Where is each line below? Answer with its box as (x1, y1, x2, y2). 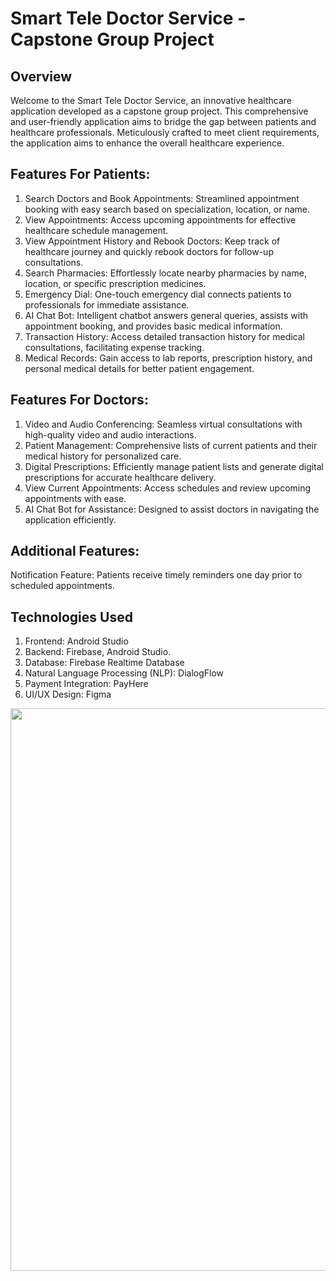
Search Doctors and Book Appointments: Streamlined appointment (24, 192, 300, 204)
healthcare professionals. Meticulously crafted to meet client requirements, (10, 127, 320, 138)
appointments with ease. (24, 492, 127, 504)
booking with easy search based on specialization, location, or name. (24, 203, 311, 215)
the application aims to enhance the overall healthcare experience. (10, 137, 285, 149)
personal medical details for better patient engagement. (24, 362, 255, 374)
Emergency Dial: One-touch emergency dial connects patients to (24, 288, 292, 300)
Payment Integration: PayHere (24, 678, 149, 690)
